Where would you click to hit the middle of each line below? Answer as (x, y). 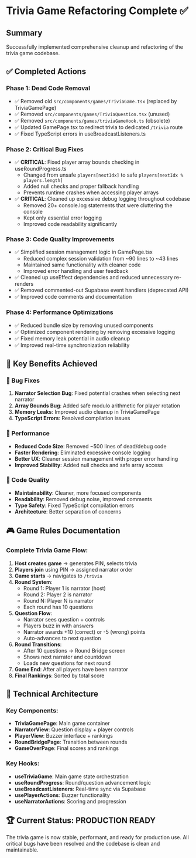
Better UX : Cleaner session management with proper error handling (96, 458)
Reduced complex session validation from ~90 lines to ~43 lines (101, 259)
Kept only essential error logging (63, 218)
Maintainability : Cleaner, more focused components (78, 493)
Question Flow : (33, 613)
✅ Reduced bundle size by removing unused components (84, 325)
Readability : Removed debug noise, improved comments (83, 499)
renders (24, 284)
